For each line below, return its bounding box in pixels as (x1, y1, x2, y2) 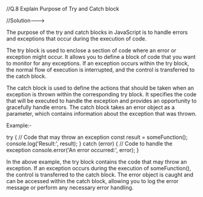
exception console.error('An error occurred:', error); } (6, 147, 139, 153)
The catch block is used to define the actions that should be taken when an (6, 84, 194, 92)
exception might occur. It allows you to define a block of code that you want (6, 53, 196, 60)
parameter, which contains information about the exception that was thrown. (6, 110, 197, 117)
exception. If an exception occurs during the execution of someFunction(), (6, 165, 191, 172)
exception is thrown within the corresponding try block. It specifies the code (6, 91, 197, 98)
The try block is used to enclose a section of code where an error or (6, 47, 177, 54)
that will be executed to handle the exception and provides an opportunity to (6, 97, 197, 104)
